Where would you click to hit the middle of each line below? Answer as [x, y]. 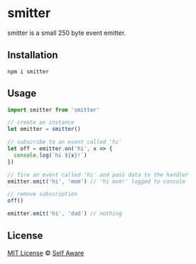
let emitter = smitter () [44, 130]
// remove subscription [43, 194]
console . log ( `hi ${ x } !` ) [50, 155]
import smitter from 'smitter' [54, 110]
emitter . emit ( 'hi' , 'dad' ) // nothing [65, 214]
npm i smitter [28, 72]
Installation [33, 55]
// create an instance [41, 122]
